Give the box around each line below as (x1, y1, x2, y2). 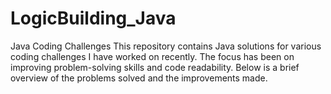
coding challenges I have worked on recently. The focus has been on (10, 50, 295, 62)
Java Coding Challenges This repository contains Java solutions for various (10, 40, 322, 52)
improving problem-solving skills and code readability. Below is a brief (10, 61, 300, 73)
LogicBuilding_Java (10, 7, 177, 30)
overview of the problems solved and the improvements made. (10, 72, 268, 84)
